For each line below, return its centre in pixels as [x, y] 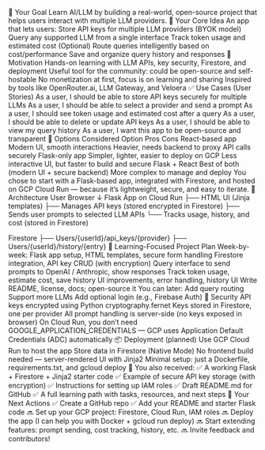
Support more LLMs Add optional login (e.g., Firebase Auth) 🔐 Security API [130, 297]
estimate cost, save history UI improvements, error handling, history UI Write [133, 280]
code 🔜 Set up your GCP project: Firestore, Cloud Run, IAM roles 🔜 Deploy [131, 412]
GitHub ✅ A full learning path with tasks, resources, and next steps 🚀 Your [129, 394]
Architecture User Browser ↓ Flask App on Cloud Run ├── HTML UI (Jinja [129, 197]
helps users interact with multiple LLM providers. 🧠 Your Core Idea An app [129, 21]
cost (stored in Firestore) [49, 223]
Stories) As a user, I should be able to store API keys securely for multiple [128, 96]
